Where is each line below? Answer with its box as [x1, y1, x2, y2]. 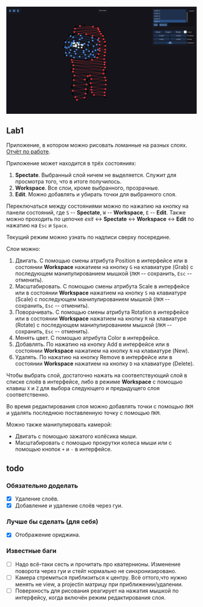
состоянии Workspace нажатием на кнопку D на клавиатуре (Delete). [14, 360, 195, 367]
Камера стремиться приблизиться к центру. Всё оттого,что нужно [14, 574, 187, 581]
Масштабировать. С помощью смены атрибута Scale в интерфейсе [14, 283, 190, 290]
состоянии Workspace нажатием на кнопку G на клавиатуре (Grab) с [14, 264, 193, 271]
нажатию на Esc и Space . [6, 222, 68, 229]
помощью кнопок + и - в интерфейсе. [14, 446, 112, 453]
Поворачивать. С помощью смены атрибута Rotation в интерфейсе [14, 308, 189, 316]
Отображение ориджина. [14, 531, 80, 539]
